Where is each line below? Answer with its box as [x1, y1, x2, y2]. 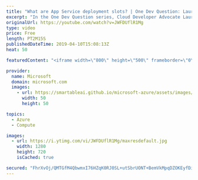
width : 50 [21, 95, 46, 101]
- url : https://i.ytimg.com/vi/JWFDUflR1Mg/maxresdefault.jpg [11, 138, 167, 144]
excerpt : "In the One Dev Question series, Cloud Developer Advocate [6, 14, 181, 20]
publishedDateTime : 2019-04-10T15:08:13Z [6, 42, 110, 47]
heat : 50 [6, 47, 28, 53]
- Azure [11, 117, 31, 123]
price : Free [6, 30, 35, 36]
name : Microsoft [11, 73, 51, 79]
